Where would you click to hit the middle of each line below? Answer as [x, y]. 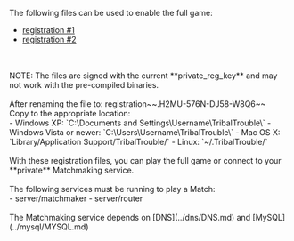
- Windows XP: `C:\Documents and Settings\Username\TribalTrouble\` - [140, 123]
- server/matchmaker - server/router [76, 198]
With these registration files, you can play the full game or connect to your [146, 161]
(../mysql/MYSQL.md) [49, 227]
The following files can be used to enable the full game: [111, 13]
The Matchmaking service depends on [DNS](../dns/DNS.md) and [130, 217]
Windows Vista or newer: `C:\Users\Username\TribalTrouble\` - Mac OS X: [145, 132]
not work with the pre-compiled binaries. [84, 85]
